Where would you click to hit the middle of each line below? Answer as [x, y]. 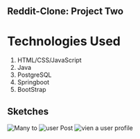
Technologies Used [64, 41]
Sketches [28, 111]
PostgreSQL [34, 75]
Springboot [33, 82]
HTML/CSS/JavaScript [49, 60]
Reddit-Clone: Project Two [65, 11]
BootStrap [32, 90]
